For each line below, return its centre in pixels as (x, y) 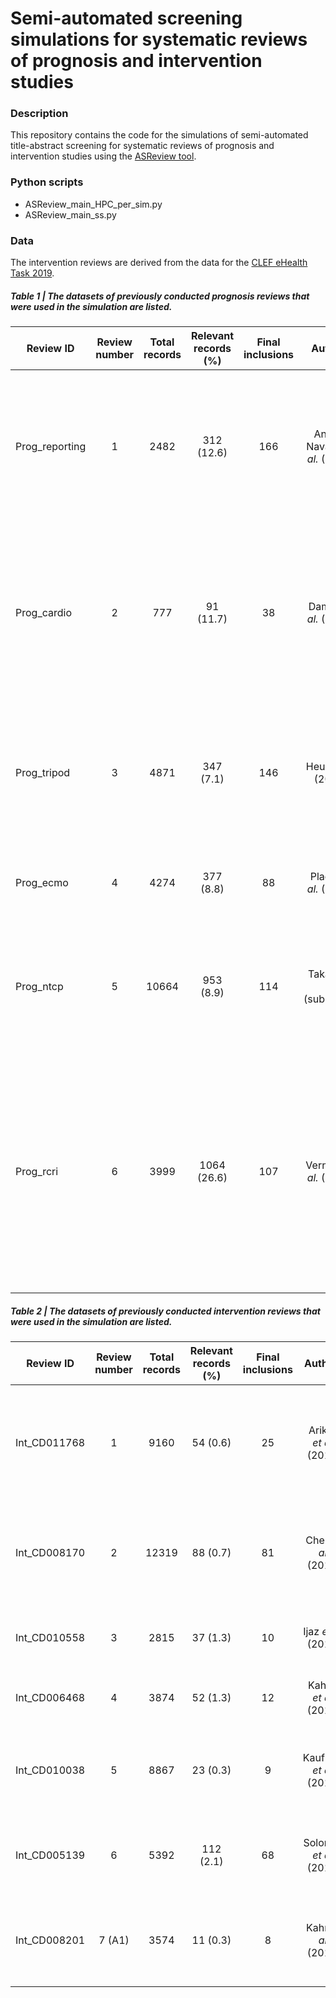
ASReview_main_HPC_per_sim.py (93, 204)
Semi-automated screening (126, 18)
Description (39, 114)
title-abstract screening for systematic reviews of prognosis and (142, 146)
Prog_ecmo (42, 883)
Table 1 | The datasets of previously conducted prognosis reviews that (160, 296)
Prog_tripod (43, 773)
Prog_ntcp (39, 987)
